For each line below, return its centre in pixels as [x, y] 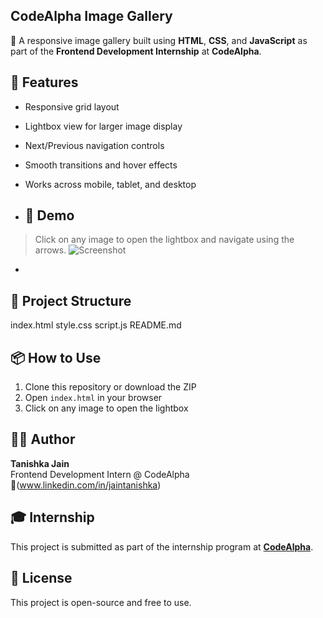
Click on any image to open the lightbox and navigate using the [164, 240]
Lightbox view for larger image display [103, 126]
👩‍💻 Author [43, 439]
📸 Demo [49, 215]
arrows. [50, 250]
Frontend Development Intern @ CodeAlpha [100, 474]
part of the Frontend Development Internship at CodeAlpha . [136, 51]
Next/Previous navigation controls [94, 145]
